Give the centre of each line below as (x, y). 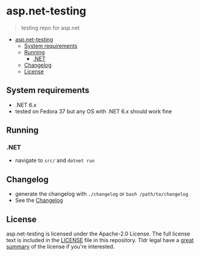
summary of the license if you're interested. (60, 247)
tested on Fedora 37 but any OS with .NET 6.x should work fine (93, 111)
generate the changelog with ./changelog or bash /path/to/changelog (102, 194)
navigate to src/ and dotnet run (55, 160)
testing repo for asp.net (50, 28)
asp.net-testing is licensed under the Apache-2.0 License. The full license (98, 234)
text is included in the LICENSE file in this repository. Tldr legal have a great (100, 240)
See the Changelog (39, 201)
